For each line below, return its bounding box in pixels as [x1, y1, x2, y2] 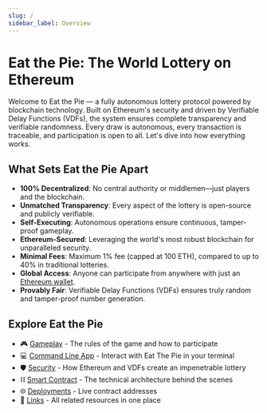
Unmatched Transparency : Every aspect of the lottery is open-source [19, 201, 252, 210]
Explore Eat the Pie [8, 317, 104, 331]
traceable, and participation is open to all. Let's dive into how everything [8, 131, 245, 141]
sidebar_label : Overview [8, 19, 91, 27]
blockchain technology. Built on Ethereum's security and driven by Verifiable [8, 105, 259, 115]
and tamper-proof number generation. [19, 294, 146, 304]
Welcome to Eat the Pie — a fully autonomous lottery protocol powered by [8, 97, 251, 106]
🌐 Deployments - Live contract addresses [19, 387, 158, 396]
